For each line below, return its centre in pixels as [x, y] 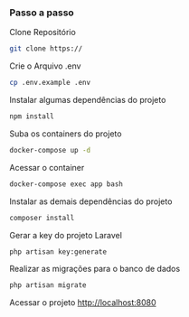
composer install [42, 218]
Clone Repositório [43, 33]
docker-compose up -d [50, 150]
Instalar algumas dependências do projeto [88, 100]
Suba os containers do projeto [66, 134]
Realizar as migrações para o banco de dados [95, 269]
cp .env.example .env [50, 83]
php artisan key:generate [58, 252]
